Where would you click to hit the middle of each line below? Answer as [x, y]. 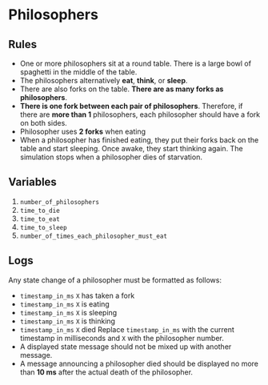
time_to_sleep [43, 227]
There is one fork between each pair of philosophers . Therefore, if [131, 106]
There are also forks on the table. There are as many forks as [122, 89]
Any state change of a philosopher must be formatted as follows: [115, 280]
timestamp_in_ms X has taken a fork [77, 295]
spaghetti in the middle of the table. [78, 72]
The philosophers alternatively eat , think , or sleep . [104, 80]
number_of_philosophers [60, 202]
